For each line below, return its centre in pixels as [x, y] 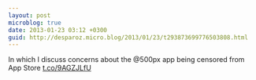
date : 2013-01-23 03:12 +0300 [58, 30]
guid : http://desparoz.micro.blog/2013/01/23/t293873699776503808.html [128, 37]
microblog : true [35, 23]
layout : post [30, 15]
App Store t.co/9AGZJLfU [50, 68]
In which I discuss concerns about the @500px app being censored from [126, 60]
